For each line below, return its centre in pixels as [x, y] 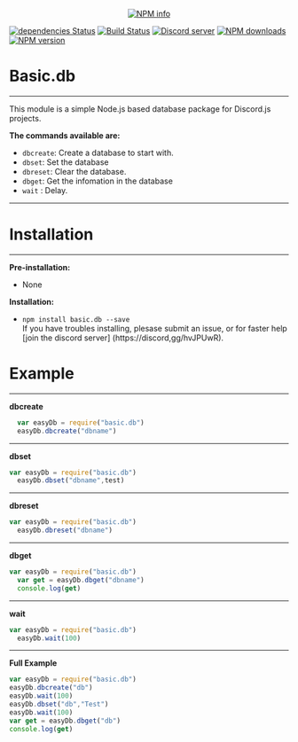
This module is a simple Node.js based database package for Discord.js [140, 109]
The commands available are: [65, 135]
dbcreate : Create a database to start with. [98, 152]
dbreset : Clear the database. [74, 171]
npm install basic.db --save [76, 319]
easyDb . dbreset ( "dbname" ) [65, 531]
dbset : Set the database [65, 162]
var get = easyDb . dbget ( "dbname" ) [81, 580]
